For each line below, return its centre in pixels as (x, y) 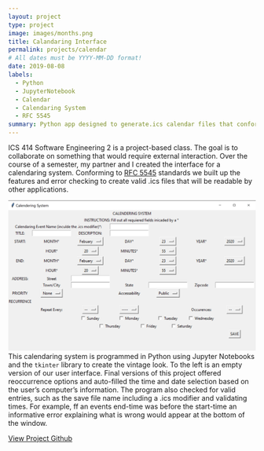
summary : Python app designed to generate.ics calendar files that (121, 125)
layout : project (35, 16)
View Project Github (40, 438)
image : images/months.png (50, 33)
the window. (28, 423)
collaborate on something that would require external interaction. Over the (128, 156)
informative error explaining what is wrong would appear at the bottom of (126, 414)
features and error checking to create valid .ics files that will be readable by (130, 181)
